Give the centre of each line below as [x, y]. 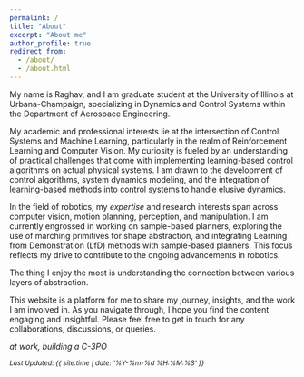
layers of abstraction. [49, 282]
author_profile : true [50, 43]
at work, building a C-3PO [58, 346]
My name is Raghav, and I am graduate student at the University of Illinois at [152, 94]
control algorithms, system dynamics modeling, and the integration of [139, 179]
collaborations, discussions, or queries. [83, 329]
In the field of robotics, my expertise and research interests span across [144, 206]
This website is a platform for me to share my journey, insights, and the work [152, 300]
